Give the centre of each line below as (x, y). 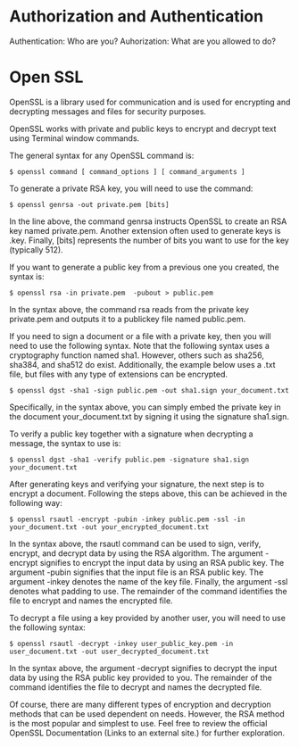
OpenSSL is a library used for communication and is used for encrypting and (150, 102)
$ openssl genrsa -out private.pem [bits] (89, 204)
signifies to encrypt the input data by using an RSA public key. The (162, 562)
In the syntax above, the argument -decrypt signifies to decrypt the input (143, 668)
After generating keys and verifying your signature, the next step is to (137, 484)
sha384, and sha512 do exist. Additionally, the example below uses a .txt (142, 364)
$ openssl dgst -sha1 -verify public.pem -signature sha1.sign (129, 460)
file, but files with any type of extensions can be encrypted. (119, 374)
